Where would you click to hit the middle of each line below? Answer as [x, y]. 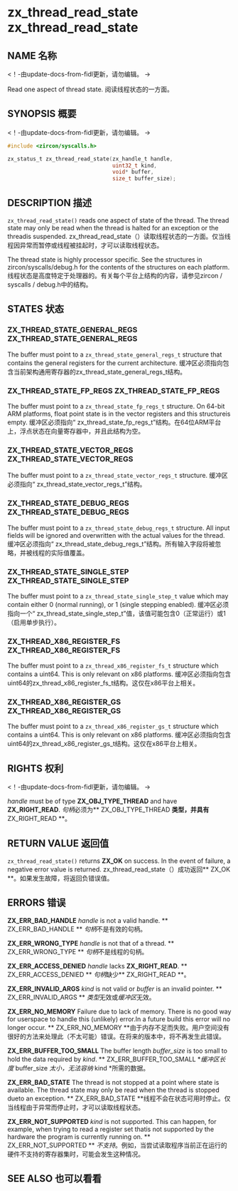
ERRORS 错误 [37, 903]
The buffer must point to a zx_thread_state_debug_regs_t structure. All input [119, 528]
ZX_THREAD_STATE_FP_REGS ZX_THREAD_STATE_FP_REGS [114, 391]
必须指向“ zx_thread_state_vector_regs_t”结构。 [77, 484]
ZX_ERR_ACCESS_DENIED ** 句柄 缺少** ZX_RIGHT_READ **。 [99, 974]
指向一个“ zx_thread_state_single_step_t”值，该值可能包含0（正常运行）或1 [117, 613]
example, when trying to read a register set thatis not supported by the [111, 1129]
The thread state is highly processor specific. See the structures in [105, 260]
